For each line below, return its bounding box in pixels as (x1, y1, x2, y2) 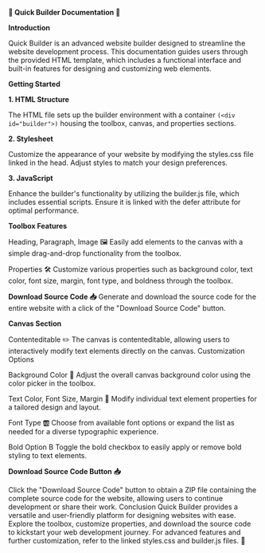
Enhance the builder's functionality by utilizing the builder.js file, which (8, 189, 240, 198)
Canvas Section (8, 319, 62, 328)
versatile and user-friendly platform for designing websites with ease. (8, 511, 236, 520)
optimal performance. (8, 206, 80, 215)
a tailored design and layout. (8, 402, 102, 412)
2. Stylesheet (8, 134, 53, 143)
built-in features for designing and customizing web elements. (8, 64, 212, 73)
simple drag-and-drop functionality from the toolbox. (8, 249, 181, 258)
